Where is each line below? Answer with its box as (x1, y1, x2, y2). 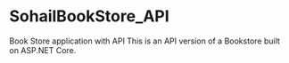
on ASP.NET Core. (9, 44, 77, 55)
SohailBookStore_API (9, 6, 169, 27)
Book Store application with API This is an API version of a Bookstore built (9, 35, 281, 46)
